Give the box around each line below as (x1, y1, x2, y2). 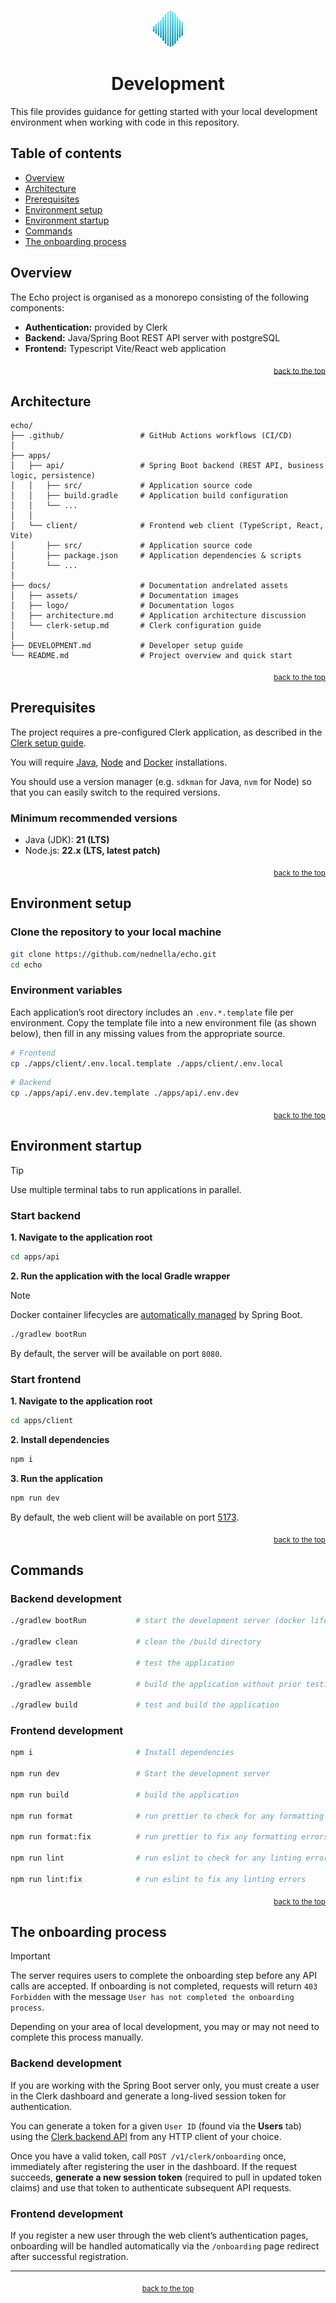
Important (10, 1950, 51, 1962)
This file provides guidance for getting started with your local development (10, 106, 318, 118)
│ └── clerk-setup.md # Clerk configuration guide (10, 621, 262, 631)
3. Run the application (10, 1472, 103, 1484)
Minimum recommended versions (10, 811, 178, 825)
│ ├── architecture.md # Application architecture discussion (10, 611, 307, 621)
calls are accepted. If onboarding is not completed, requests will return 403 (10, 1980, 318, 1992)
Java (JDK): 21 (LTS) (24, 834, 110, 846)
